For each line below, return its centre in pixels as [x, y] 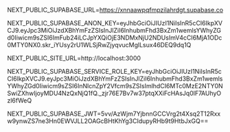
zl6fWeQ [20, 101]
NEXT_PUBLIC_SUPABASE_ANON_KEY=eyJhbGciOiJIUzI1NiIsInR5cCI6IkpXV [115, 23]
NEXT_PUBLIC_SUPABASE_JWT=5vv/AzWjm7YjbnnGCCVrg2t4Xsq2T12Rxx [114, 114]
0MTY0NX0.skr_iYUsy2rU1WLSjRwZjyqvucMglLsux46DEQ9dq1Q [99, 45]
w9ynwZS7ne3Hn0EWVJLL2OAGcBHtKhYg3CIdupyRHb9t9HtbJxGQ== [108, 121]
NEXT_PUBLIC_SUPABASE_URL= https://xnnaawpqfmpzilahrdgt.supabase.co [115, 10]
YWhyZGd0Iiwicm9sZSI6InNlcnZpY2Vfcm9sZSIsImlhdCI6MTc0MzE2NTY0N [115, 86]
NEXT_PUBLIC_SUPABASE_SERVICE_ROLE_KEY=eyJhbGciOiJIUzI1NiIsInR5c [114, 71]
